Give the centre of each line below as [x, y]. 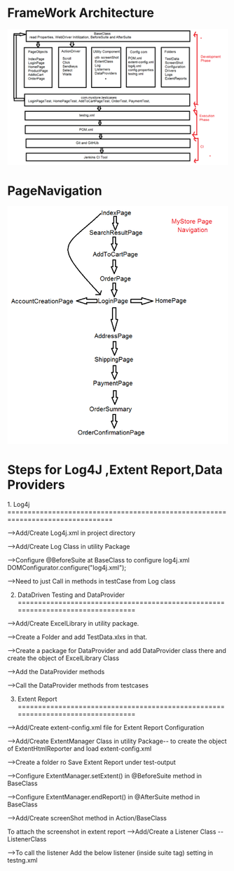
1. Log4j [19, 505]
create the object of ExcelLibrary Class [63, 658]
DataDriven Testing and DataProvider [71, 595]
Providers [36, 485]
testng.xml [22, 860]
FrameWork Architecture [81, 13]
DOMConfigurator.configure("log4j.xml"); [67, 568]
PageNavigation [55, 191]
